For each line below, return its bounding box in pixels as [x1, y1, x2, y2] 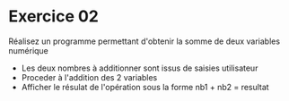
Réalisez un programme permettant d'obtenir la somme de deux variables [8, 36, 280, 46]
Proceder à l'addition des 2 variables [21, 72, 158, 82]
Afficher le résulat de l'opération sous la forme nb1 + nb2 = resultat [21, 81, 270, 92]
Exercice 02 [8, 6, 100, 27]
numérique [8, 45, 48, 55]
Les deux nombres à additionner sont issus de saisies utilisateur [21, 63, 258, 73]
